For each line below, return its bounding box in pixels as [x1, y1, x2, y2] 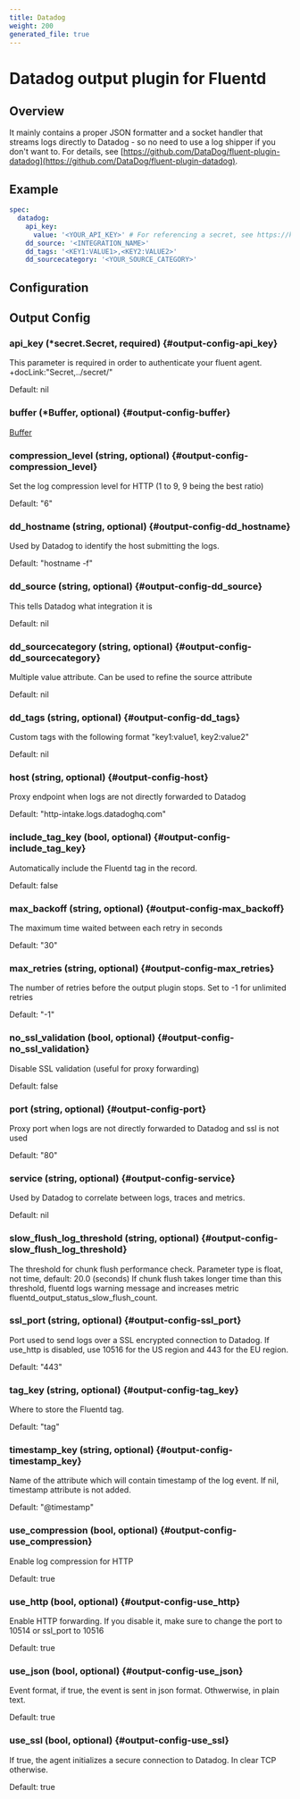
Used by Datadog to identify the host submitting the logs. [9, 541, 221, 551]
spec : [9, 206, 29, 214]
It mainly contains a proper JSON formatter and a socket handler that [9, 127, 263, 139]
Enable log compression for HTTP [9, 1556, 134, 1567]
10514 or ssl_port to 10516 [9, 1626, 104, 1636]
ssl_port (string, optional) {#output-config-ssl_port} [9, 1315, 242, 1327]
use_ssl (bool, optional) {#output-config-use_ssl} [9, 1735, 229, 1747]
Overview [9, 104, 65, 119]
